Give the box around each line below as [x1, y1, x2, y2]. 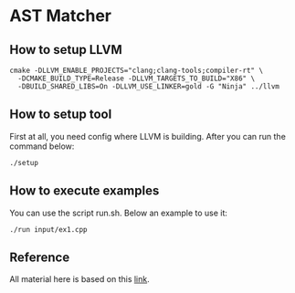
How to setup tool [9, 107, 112, 122]
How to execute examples [9, 183, 160, 199]
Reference [9, 250, 70, 266]
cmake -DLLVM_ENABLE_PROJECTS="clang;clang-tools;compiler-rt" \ [9, 66, 263, 75]
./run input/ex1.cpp [9, 225, 89, 234]
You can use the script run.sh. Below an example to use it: [9, 207, 228, 218]
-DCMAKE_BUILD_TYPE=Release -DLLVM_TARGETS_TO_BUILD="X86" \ [17, 74, 256, 83]
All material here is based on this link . [9, 274, 150, 285]
